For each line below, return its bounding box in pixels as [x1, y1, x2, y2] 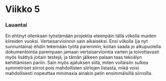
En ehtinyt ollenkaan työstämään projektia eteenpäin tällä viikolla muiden [5, 33, 157, 39]
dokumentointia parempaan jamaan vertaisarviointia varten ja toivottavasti [5, 49, 159, 55]
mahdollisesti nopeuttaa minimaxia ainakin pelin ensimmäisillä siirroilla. [5, 70, 153, 76]
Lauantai [5, 22, 27, 29]
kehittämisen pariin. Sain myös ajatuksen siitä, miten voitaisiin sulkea [5, 59, 148, 66]
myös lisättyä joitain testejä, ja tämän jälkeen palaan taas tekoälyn [5, 54, 142, 60]
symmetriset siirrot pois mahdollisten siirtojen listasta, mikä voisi [5, 65, 139, 71]
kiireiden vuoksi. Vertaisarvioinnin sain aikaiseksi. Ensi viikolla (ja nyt [5, 38, 148, 44]
